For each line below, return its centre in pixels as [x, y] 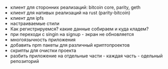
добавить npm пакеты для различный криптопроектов [70, 45]
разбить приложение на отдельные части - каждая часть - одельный [86, 56]
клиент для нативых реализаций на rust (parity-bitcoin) [70, 13]
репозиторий [25, 61]
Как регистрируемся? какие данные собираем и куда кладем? [79, 29]
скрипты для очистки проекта [43, 50]
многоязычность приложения [43, 40]
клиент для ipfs [27, 18]
